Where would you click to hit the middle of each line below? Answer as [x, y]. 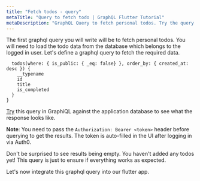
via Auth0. [19, 142]
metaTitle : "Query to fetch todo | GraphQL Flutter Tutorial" [85, 17]
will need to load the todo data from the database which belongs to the [93, 46]
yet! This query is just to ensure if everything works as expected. [86, 160]
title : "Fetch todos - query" [44, 12]
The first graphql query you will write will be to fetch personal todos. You [96, 40]
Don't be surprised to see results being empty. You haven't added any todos [100, 154]
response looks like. [31, 118]
